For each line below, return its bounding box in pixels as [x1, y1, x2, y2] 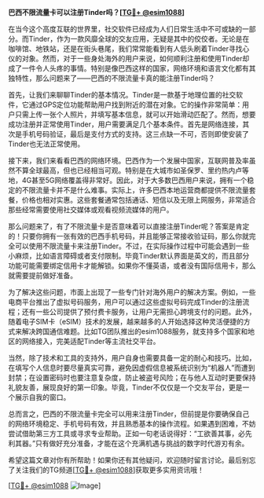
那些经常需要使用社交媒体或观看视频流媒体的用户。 [8, 205, 174, 214]
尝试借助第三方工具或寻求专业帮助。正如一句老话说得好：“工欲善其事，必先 [8, 429, 253, 438]
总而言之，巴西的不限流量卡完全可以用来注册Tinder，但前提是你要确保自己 [8, 409, 250, 419]
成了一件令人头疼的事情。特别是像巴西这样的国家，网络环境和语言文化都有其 [8, 64, 256, 73]
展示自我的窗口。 [14, 393, 71, 401]
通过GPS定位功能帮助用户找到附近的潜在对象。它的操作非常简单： [28, 100, 243, 109]
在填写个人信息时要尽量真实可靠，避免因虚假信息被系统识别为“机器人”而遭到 [8, 363, 255, 372]
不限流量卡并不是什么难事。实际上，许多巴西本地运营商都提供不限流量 [21, 185, 249, 195]
